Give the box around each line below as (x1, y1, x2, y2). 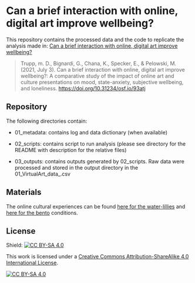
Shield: (6, 242, 23, 249)
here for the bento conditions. (6, 209, 78, 216)
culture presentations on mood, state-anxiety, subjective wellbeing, (20, 78, 184, 86)
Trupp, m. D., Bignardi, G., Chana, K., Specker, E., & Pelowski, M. (20, 60, 177, 67)
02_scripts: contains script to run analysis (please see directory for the (14, 140, 186, 147)
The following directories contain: (6, 117, 88, 124)
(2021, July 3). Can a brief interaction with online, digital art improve (20, 66, 185, 73)
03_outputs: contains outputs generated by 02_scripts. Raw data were (14, 157, 185, 165)
